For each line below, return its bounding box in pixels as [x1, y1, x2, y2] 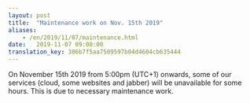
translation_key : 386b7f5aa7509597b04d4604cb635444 [8, 48, 181, 56]
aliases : [8, 26, 37, 34]
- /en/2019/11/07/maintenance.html [22, 33, 139, 42]
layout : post [8, 11, 51, 20]
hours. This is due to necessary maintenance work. [8, 86, 175, 95]
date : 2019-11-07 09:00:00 [8, 41, 104, 49]
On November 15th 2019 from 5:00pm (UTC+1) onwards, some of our [8, 70, 232, 79]
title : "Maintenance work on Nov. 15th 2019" [8, 19, 164, 27]
